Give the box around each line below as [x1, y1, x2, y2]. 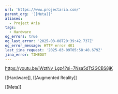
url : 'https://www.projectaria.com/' [5, 7, 81, 12]
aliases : [5, 16, 23, 21]
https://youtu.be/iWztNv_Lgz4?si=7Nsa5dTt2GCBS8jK [5, 65, 113, 71]
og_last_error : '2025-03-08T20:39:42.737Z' [5, 39, 94, 44]
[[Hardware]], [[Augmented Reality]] [5, 75, 77, 80]
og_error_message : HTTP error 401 [5, 43, 75, 48]
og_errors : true [5, 34, 38, 39]
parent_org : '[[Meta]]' [5, 12, 53, 16]
